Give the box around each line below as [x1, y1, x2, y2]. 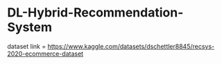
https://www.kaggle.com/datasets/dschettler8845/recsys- [47, 42, 215, 50]
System [7, 19, 53, 35]
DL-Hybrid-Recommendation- [7, 5, 184, 21]
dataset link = [7, 42, 46, 50]
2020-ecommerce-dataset [7, 50, 84, 58]
